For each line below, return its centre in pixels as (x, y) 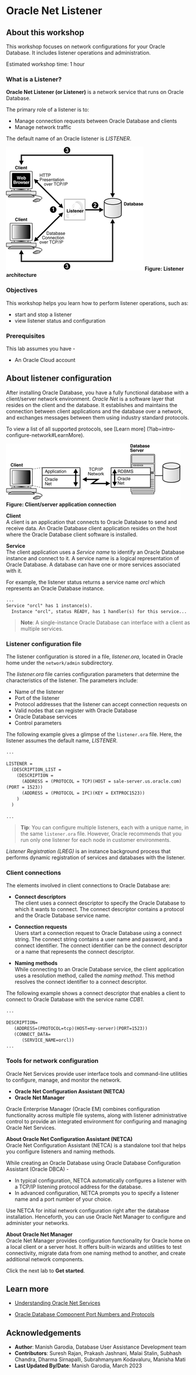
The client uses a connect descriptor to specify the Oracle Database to (100, 903)
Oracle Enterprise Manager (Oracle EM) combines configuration (83, 1109)
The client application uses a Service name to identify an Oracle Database (95, 552)
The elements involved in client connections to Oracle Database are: (88, 885)
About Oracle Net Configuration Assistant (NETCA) (69, 1139)
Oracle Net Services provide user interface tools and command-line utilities (97, 1073)
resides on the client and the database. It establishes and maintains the (92, 405)
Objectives (22, 290)
